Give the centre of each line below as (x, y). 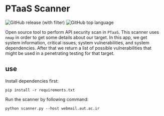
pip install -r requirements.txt (40, 90)
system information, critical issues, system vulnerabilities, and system (77, 42)
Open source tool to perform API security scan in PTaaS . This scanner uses (82, 32)
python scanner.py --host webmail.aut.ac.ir (52, 108)
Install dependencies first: (32, 81)
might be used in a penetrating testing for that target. (60, 53)
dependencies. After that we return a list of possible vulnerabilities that (78, 48)
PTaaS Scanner (38, 9)
